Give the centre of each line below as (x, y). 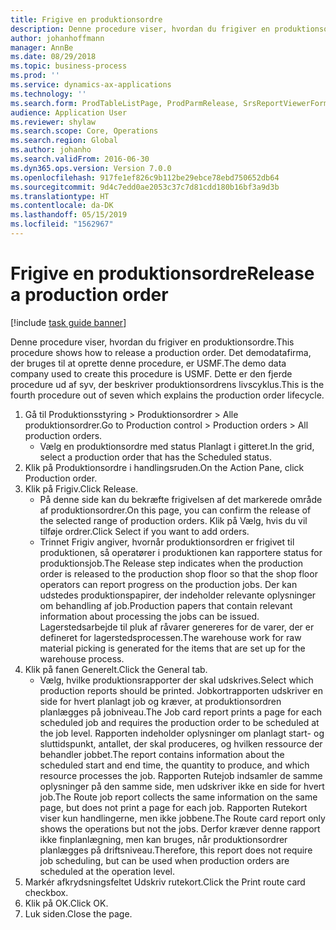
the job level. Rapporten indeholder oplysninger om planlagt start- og (182, 733)
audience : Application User (69, 112)
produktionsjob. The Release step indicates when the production (171, 563)
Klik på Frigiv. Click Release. (81, 488)
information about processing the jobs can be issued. (149, 616)
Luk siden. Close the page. (78, 913)
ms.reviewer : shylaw (53, 122)
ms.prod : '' (35, 76)
